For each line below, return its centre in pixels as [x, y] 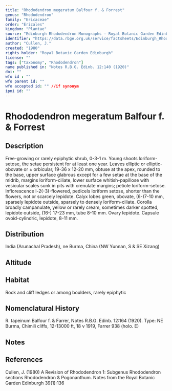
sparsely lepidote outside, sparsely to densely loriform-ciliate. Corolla [79, 202]
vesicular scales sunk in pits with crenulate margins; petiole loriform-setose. [86, 185]
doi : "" [14, 72]
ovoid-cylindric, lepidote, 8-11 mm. [42, 218]
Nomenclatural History [42, 308]
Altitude [18, 262]
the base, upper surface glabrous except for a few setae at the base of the [84, 175]
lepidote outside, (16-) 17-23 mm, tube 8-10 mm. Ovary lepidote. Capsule [82, 212]
